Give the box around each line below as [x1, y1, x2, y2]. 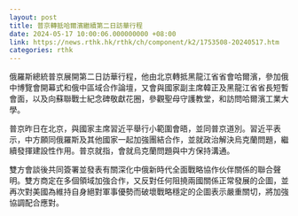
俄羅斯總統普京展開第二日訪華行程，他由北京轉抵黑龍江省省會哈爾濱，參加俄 [9, 72, 289, 82]
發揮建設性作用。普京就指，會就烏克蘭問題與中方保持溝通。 [16, 145, 235, 156]
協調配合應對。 [9, 197, 64, 208]
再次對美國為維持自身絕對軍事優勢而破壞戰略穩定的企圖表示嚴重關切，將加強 [9, 187, 289, 197]
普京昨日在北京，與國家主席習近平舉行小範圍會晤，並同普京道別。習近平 [9, 123, 273, 134]
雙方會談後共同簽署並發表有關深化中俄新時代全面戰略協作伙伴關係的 [9, 165, 258, 175]
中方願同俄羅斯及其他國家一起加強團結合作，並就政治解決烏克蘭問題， [24, 135, 281, 145]
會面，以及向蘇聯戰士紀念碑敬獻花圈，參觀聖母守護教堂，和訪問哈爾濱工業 [9, 94, 281, 104]
